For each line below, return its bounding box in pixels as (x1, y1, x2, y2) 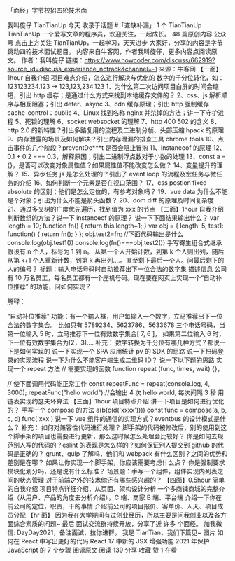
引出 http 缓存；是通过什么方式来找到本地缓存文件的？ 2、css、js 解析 (19, 91, 222, 99)
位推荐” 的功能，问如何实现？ (7, 282, 92, 291)
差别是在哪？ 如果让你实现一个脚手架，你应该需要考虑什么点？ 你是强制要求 (7, 458, 225, 466)
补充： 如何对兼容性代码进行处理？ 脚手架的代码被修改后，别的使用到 (20, 423, 221, 431)
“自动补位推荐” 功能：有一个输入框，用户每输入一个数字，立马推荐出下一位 (7, 312, 223, 320)
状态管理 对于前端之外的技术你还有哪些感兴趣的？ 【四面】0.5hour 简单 (19, 476, 225, 484)
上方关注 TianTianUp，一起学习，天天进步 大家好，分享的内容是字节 (27, 39, 223, 47)
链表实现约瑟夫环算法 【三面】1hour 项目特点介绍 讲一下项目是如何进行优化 (7, 397, 225, 405)
